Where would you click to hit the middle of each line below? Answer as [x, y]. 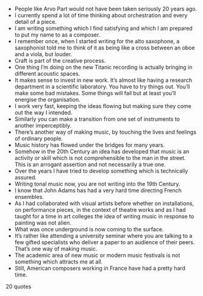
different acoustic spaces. [47, 74]
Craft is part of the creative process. [60, 61]
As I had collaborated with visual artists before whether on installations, [104, 203]
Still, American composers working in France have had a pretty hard [100, 268]
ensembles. [29, 197]
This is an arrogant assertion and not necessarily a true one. [90, 164]
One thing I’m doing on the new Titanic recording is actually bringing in [103, 67]
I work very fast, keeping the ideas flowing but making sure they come [103, 106]
